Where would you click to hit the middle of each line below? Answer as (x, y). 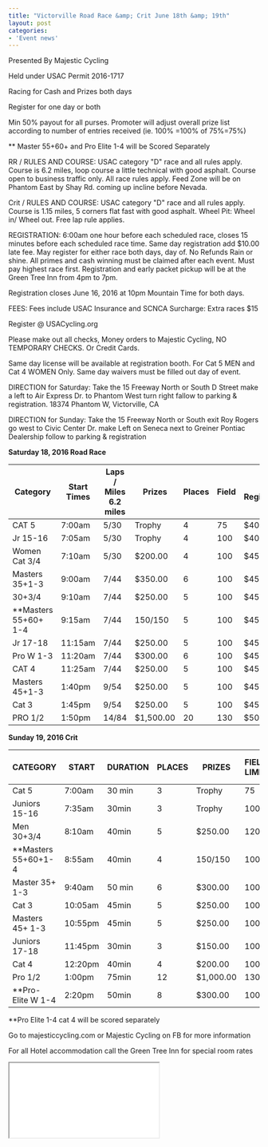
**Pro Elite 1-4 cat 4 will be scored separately (84, 1020)
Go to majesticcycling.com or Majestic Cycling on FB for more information (130, 1035)
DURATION (128, 767)
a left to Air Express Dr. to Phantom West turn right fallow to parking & (123, 396)
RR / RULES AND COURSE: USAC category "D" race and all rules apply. (125, 162)
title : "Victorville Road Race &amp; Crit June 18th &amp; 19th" (119, 16)
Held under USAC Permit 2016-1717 (66, 76)
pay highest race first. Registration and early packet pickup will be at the (127, 269)
